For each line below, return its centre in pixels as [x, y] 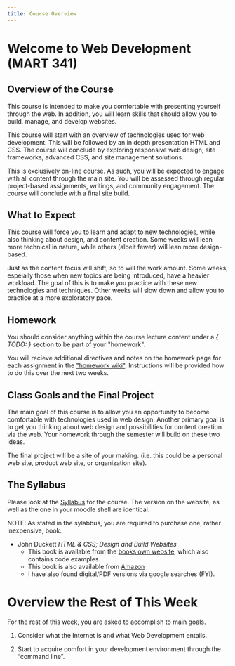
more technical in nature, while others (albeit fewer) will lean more [103, 247]
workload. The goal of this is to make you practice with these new [102, 283]
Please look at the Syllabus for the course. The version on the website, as [113, 502]
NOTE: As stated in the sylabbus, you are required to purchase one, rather [114, 523]
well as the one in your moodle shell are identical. [79, 509]
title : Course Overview [42, 14]
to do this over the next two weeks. [58, 373]
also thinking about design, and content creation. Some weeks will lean [110, 240]
